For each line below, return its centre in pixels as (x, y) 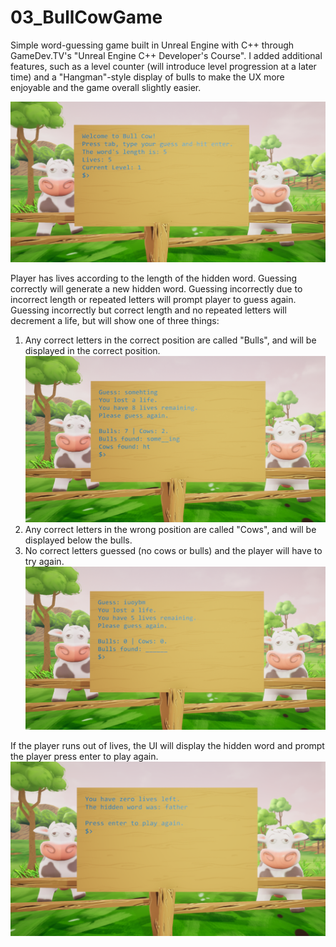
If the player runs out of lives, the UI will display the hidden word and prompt (167, 745)
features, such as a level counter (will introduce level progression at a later (163, 66)
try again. (44, 562)
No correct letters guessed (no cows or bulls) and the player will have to (173, 551)
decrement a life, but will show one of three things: (115, 320)
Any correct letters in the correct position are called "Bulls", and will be (170, 340)
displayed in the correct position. (92, 350)
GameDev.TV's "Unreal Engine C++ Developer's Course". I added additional (166, 55)
